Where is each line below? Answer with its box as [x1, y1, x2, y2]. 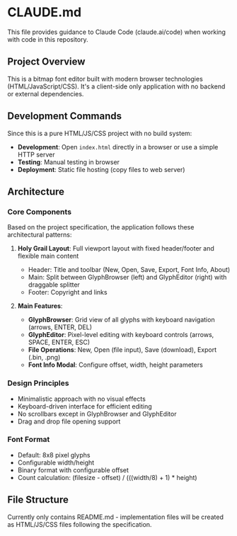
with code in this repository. [7, 35, 88, 43]
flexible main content [17, 252, 79, 261]
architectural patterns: [7, 231, 72, 239]
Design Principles [7, 378, 69, 388]
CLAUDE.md [7, 4, 82, 21]
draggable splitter [28, 280, 80, 289]
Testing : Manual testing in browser [17, 157, 120, 166]
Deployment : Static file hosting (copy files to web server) [17, 165, 185, 173]
